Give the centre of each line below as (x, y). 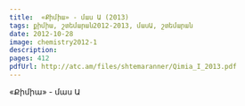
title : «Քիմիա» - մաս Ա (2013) (69, 17)
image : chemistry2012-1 (53, 42)
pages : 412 (29, 58)
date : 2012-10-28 (41, 34)
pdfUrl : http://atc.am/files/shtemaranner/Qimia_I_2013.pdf (123, 67)
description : (33, 50)
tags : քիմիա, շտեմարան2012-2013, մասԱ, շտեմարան (101, 26)
